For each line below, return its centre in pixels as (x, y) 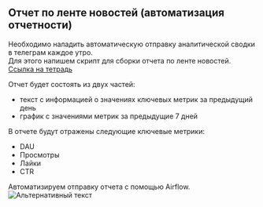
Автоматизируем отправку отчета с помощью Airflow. (99, 187)
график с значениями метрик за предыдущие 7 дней (109, 116)
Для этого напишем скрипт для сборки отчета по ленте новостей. (120, 60)
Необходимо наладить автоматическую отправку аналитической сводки (132, 44)
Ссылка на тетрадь (41, 69)
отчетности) (40, 25)
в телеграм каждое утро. (50, 52)
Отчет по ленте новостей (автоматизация (116, 13)
